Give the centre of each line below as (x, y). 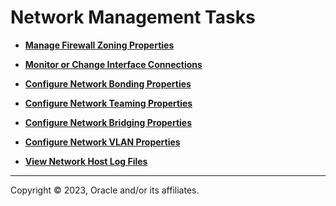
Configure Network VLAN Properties (102, 142)
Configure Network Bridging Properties (108, 122)
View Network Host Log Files (86, 161)
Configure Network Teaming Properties (108, 103)
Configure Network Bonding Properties (108, 83)
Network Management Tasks (133, 17)
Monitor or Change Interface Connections (113, 64)
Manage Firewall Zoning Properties (99, 45)
